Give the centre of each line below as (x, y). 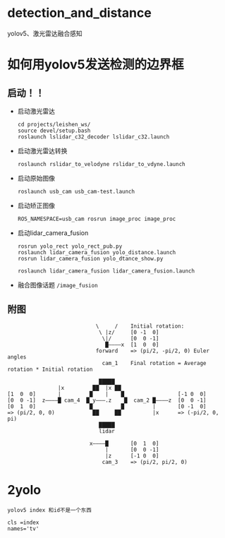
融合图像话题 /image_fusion (57, 285)
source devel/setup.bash (54, 131)
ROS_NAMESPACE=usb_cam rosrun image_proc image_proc (97, 219)
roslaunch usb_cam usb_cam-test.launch (76, 191)
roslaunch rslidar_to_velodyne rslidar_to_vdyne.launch (101, 164)
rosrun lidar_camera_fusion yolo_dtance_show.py (90, 258)
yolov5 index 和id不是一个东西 (49, 510)
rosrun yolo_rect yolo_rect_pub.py (70, 246)
